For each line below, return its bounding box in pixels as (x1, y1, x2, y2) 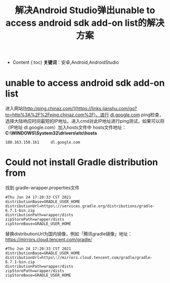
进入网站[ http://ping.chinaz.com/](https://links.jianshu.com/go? (5, 106, 137, 112)
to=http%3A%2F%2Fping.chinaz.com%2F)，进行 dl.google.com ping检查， (5, 112, 164, 118)
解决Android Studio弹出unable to (15, 5, 155, 16)
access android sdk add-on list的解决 (5, 17, 165, 29)
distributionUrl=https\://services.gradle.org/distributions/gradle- (5, 204, 155, 209)
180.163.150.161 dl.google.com (5, 140, 80, 145)
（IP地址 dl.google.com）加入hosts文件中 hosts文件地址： (5, 124, 126, 130)
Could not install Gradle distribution (5, 157, 158, 168)
